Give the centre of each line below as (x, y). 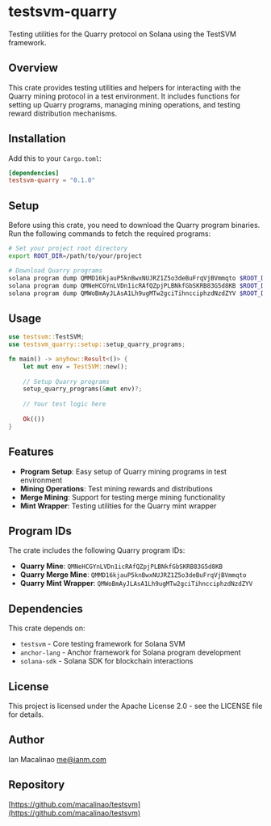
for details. (26, 714)
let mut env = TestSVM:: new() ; (75, 366)
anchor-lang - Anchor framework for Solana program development (130, 652)
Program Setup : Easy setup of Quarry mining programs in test (123, 471)
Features (31, 452)
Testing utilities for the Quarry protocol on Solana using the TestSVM (122, 34)
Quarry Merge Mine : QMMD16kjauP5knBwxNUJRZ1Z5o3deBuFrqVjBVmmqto (133, 575)
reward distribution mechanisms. (63, 113)
